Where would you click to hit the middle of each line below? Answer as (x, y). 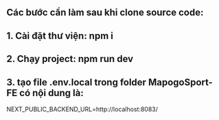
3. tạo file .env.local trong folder (77, 82)
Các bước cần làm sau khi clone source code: (105, 13)
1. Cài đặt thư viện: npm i (60, 36)
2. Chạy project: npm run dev (70, 59)
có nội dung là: (51, 93)
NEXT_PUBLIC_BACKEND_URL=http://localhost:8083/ (82, 109)
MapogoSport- (181, 82)
